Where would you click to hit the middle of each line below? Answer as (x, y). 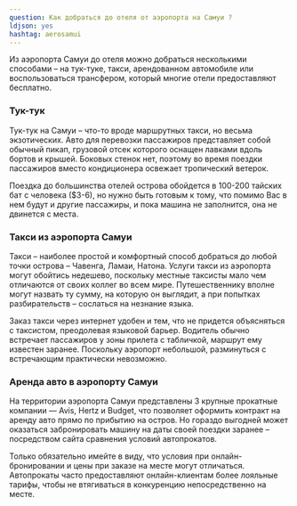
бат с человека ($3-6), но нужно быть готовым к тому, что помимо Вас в (148, 195)
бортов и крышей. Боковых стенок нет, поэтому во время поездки (136, 159)
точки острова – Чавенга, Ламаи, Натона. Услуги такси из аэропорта (140, 265)
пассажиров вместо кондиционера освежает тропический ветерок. (139, 168)
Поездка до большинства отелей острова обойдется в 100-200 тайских (146, 185)
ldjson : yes (31, 26)
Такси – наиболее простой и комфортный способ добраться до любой (143, 256)
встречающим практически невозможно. (88, 358)
